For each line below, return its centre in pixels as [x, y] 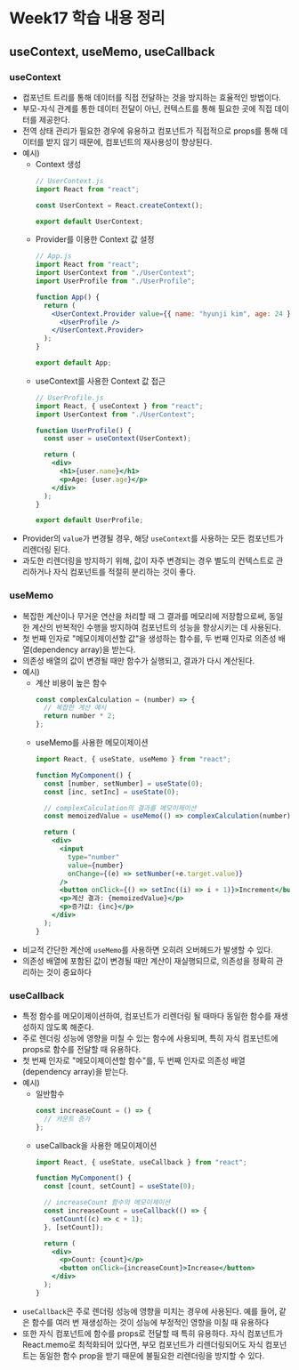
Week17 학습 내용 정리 [88, 18]
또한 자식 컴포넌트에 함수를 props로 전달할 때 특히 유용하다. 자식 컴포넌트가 [152, 1333]
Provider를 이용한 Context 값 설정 [95, 239]
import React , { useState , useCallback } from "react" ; [141, 1162]
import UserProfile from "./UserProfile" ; [115, 281]
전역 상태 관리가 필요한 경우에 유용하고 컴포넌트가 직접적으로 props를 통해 [150, 131]
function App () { [68, 297]
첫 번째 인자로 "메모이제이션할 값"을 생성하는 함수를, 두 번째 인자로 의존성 [149, 638]
